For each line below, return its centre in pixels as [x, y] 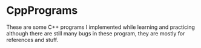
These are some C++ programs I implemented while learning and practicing [101, 27]
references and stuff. [32, 40]
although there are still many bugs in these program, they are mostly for [96, 33]
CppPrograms [42, 10]
